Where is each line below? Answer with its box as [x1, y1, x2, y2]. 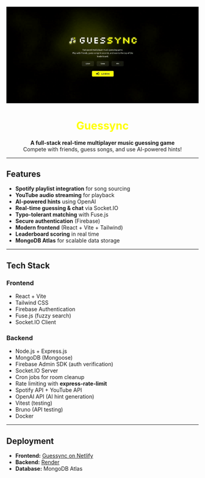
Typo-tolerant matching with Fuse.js [15, 211, 109, 219]
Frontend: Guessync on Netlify [15, 452, 93, 460]
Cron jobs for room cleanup [15, 374, 85, 381]
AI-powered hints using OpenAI [15, 198, 96, 205]
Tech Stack [6, 260, 50, 270]
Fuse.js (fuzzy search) [15, 312, 71, 319]
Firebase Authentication [15, 306, 76, 313]
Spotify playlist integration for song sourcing [15, 185, 131, 192]
